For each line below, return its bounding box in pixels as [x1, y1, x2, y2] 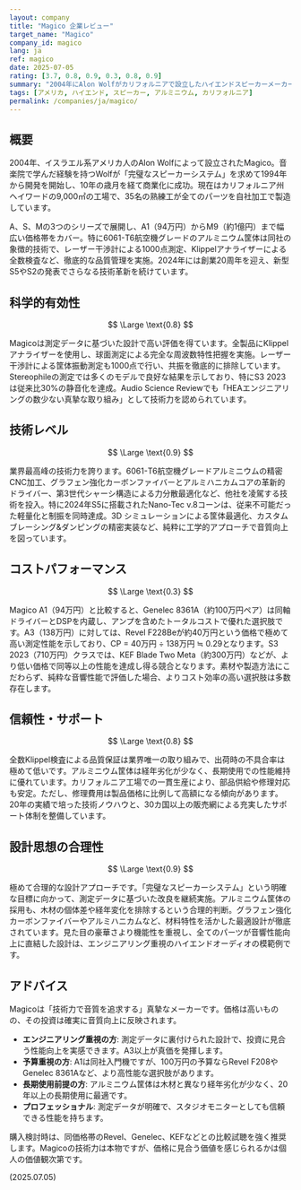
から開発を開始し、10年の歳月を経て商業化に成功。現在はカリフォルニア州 [9, 180, 285, 191]
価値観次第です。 [24, 1154, 88, 1165]
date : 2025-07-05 [9, 64, 74, 73]
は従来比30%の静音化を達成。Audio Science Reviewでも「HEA [9, 383, 244, 393]
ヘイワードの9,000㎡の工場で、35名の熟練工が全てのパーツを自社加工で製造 [9, 191, 291, 202]
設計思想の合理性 [9, 839, 104, 855]
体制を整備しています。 [24, 811, 111, 821]
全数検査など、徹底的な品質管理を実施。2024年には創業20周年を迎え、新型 [9, 255, 289, 265]
